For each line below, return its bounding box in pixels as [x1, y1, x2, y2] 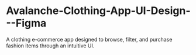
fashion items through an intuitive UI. [6, 42, 95, 49]
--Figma [6, 16, 47, 30]
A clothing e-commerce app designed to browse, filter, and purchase [6, 36, 173, 43]
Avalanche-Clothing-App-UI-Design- [6, 4, 191, 18]
